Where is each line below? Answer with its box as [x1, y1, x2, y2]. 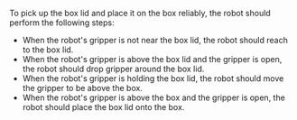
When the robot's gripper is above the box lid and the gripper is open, [22, 54, 283, 64]
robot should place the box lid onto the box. [22, 102, 185, 112]
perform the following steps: [9, 17, 115, 28]
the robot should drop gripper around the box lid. [22, 63, 205, 74]
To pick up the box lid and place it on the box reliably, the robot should [9, 8, 271, 18]
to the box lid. [22, 44, 74, 55]
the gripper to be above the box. [22, 83, 143, 93]
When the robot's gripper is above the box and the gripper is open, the [22, 92, 286, 103]
